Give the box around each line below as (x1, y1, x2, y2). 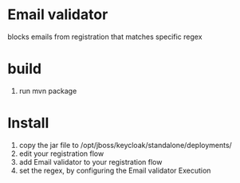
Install (7, 114, 49, 132)
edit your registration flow (18, 149, 104, 158)
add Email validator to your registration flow (18, 157, 163, 166)
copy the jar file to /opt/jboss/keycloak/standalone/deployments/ (18, 140, 232, 150)
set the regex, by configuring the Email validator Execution (18, 165, 211, 175)
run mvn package (18, 86, 77, 95)
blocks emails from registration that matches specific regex (7, 32, 203, 41)
